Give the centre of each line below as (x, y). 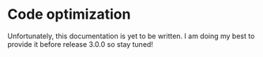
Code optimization (69, 14)
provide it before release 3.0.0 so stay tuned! (80, 44)
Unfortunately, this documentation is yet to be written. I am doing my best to (131, 36)
